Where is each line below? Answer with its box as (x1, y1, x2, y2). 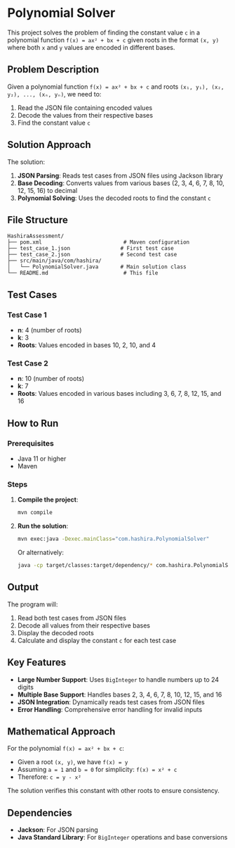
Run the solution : (17, 522, 69, 530)
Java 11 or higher (17, 454, 67, 463)
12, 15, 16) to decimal (17, 186, 78, 194)
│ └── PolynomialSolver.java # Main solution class (7, 263, 187, 270)
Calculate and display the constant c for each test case (17, 636, 177, 644)
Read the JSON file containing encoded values (17, 104, 153, 112)
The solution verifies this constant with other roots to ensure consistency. (7, 787, 220, 795)
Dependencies (7, 806, 72, 818)
